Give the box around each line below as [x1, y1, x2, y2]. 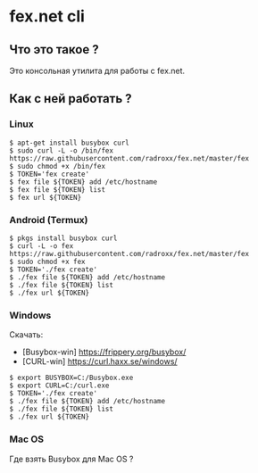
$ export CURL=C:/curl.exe [9, 381, 110, 390]
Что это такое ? [9, 42, 100, 57]
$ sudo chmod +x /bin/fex [9, 162, 105, 170]
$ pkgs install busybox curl [9, 234, 118, 243]
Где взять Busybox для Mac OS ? [9, 453, 134, 464]
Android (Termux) [9, 213, 88, 226]
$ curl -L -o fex [9, 241, 74, 251]
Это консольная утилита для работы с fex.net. [9, 65, 186, 76]
